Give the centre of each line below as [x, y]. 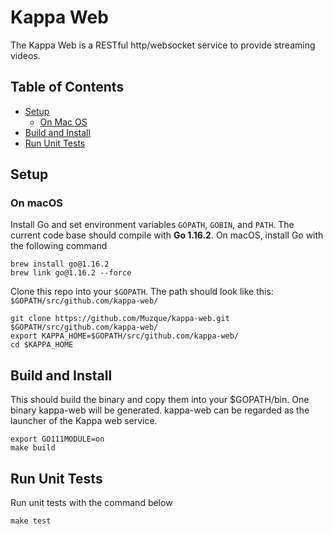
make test [31, 521]
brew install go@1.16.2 [60, 264]
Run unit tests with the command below [91, 503]
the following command [59, 246]
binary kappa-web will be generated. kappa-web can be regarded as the [160, 410]
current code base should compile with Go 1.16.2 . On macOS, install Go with [167, 235]
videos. [25, 55]
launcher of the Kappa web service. [84, 421]
